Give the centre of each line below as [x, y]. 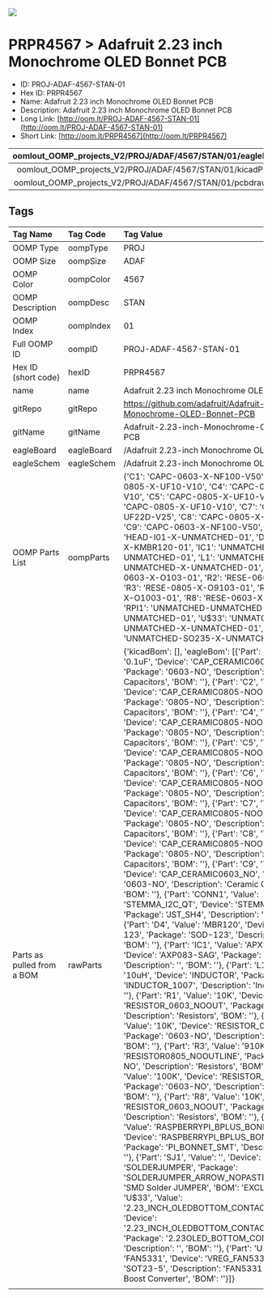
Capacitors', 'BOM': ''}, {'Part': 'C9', [191, 863]
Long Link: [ [40, 118]
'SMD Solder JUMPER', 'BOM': [182, 1187]
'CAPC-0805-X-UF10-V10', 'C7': [190, 507]
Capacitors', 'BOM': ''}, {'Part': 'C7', [191, 803]
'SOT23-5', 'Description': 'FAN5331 [193, 1268]
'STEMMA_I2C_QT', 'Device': [178, 904]
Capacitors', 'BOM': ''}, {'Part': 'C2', [191, 681]
